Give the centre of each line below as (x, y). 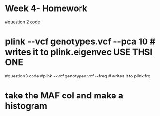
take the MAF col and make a (64, 96)
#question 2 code (23, 22)
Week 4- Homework (46, 9)
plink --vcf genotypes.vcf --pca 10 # (80, 42)
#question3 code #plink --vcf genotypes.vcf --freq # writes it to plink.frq (78, 76)
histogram (26, 106)
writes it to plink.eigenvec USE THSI (79, 52)
